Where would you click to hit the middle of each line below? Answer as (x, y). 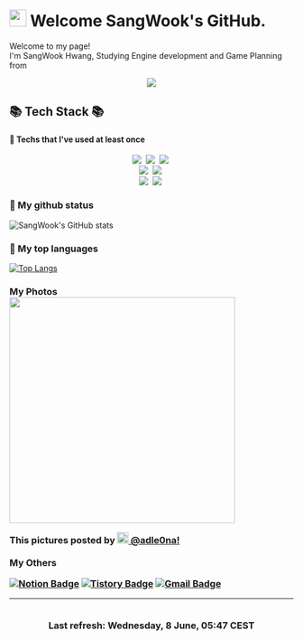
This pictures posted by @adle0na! (95, 541)
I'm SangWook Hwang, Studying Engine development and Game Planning (146, 55)
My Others (33, 563)
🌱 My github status (52, 205)
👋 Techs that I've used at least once (78, 139)
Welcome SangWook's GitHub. (148, 21)
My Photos (33, 292)
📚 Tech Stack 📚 (57, 112)
